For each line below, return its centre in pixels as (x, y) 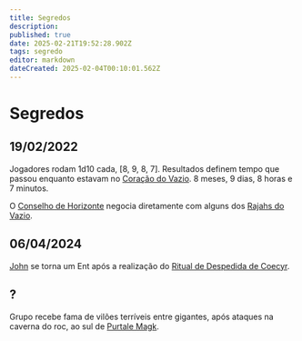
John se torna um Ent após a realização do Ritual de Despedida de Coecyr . (150, 266)
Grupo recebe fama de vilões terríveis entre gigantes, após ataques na (142, 316)
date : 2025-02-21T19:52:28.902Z (70, 43)
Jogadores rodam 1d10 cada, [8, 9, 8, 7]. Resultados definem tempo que (145, 168)
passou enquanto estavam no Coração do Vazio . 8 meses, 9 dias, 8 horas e (151, 178)
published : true (40, 35)
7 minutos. (29, 188)
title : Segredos (40, 18)
